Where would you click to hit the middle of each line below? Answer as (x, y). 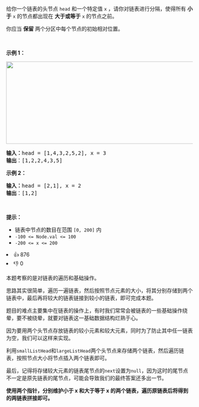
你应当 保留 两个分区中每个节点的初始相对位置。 (65, 29)
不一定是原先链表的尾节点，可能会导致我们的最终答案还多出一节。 (86, 378)
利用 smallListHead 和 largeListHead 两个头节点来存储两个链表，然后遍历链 (95, 351)
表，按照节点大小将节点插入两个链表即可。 (58, 358)
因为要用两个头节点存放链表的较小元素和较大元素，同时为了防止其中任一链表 (99, 330)
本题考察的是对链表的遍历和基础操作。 (53, 278)
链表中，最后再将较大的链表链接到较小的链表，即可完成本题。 (81, 298)
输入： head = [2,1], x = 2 (44, 186)
